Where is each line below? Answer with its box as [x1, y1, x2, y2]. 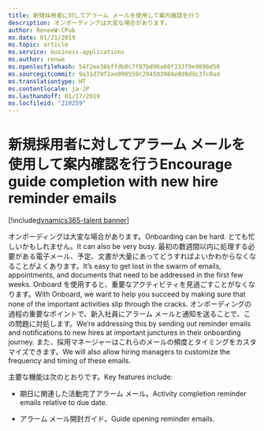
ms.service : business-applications [8, 48, 125, 56]
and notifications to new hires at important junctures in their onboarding [8, 328, 242, 337]
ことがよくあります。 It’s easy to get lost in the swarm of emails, [14, 262, 222, 271]
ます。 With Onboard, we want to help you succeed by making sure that [14, 289, 246, 299]
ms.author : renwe [8, 56, 65, 64]
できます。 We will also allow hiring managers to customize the [28, 347, 231, 357]
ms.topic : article [8, 41, 69, 49]
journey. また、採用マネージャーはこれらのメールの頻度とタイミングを [8, 337, 236, 347]
